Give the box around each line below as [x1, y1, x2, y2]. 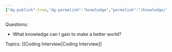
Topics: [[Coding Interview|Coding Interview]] [5, 41, 102, 47]
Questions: [5, 21, 28, 27]
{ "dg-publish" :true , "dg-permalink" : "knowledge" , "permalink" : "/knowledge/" [5, 7, 168, 13]
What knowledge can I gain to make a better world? [12, 31, 122, 37]
